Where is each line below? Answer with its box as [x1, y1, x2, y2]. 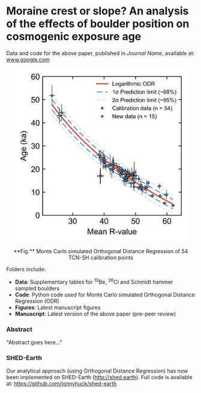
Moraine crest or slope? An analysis [6, 4, 189, 18]
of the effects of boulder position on [6, 17, 190, 31]
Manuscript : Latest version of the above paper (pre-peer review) [14, 310, 176, 317]
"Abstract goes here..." [6, 339, 62, 346]
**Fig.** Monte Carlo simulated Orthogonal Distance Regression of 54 [13, 248, 188, 255]
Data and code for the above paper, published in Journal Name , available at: [6, 49, 195, 56]
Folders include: [6, 266, 46, 273]
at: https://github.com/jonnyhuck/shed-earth [6, 380, 117, 388]
